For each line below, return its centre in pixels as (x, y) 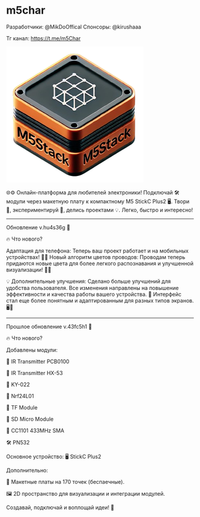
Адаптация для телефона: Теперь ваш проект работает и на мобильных (97, 251)
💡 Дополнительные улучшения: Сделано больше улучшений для (89, 281)
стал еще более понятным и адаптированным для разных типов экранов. (100, 300)
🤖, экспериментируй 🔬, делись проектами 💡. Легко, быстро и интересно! (100, 210)
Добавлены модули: (32, 350)
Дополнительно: (27, 470)
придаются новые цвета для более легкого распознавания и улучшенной (100, 263)
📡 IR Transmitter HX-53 (35, 373)
